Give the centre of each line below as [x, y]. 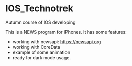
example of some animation [41, 52]
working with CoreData [36, 47]
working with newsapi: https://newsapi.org [57, 42]
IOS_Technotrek [39, 9]
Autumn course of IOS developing [40, 22]
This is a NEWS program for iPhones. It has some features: [66, 32]
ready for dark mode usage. [41, 57]
